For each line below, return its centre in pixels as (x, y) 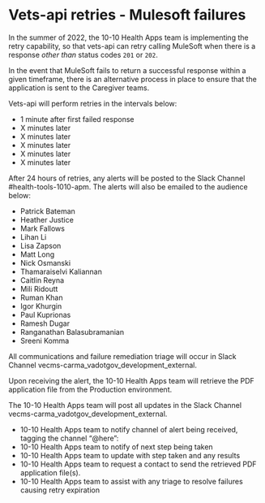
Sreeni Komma (45, 340)
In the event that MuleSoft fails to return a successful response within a (127, 70)
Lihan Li (33, 236)
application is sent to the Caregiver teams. (79, 88)
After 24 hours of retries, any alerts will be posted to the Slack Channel (127, 178)
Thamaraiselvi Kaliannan (61, 271)
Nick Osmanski (45, 262)
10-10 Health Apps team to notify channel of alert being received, (129, 429)
